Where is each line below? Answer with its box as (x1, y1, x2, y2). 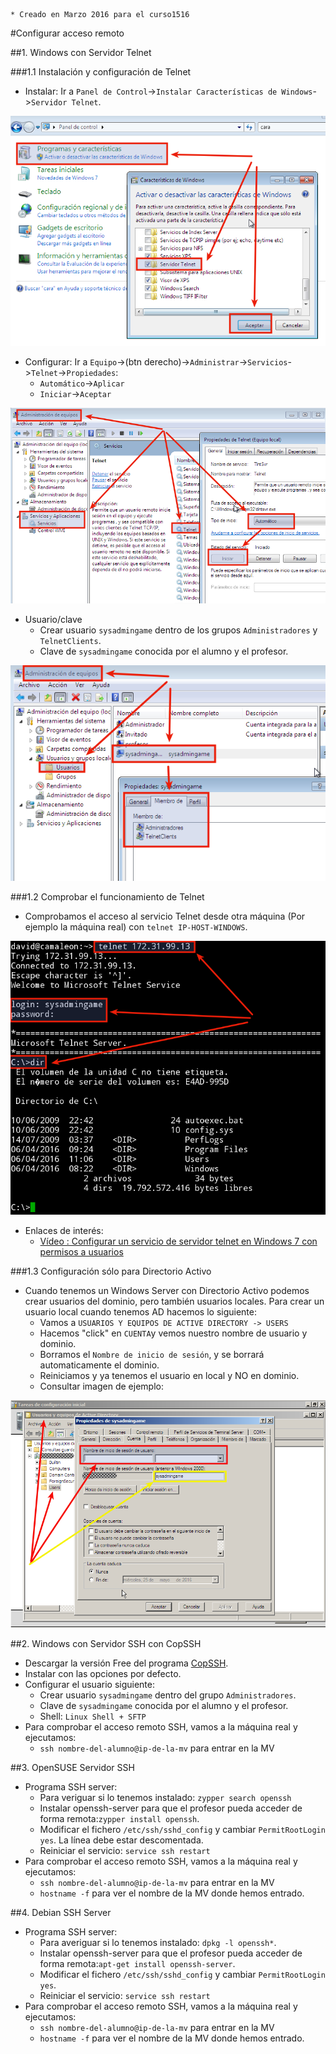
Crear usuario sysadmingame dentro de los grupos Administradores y (39, 624, 318, 636)
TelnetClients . (39, 635, 102, 647)
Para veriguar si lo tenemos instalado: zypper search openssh (39, 1792, 292, 1804)
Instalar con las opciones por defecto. (24, 1668, 182, 1680)
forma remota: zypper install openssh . (39, 1813, 200, 1825)
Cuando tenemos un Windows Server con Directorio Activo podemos (24, 1285, 310, 1297)
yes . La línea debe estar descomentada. (39, 1834, 204, 1846)
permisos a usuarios (39, 1246, 124, 1258)
